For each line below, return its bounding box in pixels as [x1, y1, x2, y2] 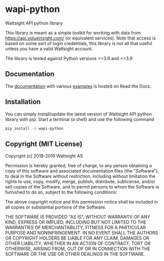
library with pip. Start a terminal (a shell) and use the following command [5, 116, 155, 122]
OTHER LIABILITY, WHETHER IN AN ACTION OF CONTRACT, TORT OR [5, 240, 151, 246]
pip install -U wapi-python [5, 126, 64, 131]
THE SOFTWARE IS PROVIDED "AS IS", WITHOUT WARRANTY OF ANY [5, 214, 151, 220]
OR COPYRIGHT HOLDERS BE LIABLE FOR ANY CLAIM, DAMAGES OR [5, 235, 150, 241]
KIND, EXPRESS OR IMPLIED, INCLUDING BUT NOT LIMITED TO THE [5, 219, 147, 225]
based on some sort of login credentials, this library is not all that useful [5, 40, 153, 46]
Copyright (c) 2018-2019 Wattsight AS [5, 153, 83, 159]
